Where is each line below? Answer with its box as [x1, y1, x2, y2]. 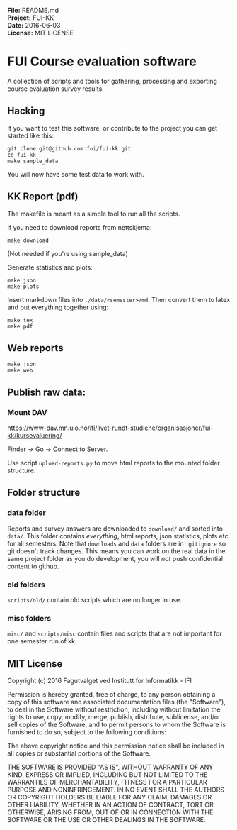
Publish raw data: [7, 386, 86, 398]
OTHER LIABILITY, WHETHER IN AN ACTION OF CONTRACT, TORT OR [7, 801, 214, 809]
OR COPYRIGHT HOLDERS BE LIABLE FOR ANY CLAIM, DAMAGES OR [7, 793, 212, 802]
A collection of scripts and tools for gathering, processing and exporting [7, 77, 218, 85]
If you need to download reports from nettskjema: [7, 223, 152, 231]
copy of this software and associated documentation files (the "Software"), [7, 698, 226, 707]
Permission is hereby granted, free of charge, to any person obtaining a [7, 690, 216, 699]
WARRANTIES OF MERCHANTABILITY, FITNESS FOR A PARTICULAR [7, 778, 207, 787]
